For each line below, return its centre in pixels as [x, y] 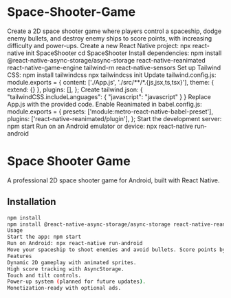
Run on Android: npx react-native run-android [75, 244]
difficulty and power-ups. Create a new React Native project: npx [99, 45]
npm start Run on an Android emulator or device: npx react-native [100, 126]
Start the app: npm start [44, 237]
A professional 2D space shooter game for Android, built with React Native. [113, 180]
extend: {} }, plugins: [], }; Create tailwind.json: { [75, 89]
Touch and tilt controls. [44, 275]
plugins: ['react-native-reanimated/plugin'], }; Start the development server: [114, 118]
